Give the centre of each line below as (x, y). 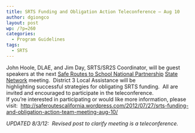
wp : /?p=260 (21, 28)
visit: (12, 106)
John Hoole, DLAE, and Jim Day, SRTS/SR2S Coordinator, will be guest (93, 67)
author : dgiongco (28, 17)
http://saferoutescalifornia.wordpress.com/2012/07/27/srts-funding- (105, 106)
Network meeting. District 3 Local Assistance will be (71, 80)
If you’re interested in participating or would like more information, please (96, 99)
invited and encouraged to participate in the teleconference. (80, 92)
